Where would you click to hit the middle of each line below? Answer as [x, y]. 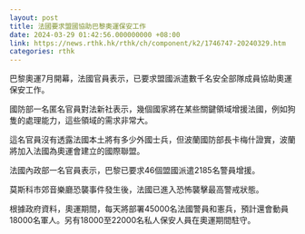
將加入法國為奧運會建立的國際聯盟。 [77, 151]
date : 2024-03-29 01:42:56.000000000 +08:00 [95, 34]
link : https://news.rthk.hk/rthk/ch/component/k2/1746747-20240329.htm [148, 43]
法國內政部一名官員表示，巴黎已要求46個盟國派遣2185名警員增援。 [135, 171]
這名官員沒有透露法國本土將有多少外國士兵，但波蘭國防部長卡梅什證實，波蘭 [152, 140]
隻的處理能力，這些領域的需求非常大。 [81, 121]
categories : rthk [42, 52]
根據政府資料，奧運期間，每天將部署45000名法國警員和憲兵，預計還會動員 [149, 209]
